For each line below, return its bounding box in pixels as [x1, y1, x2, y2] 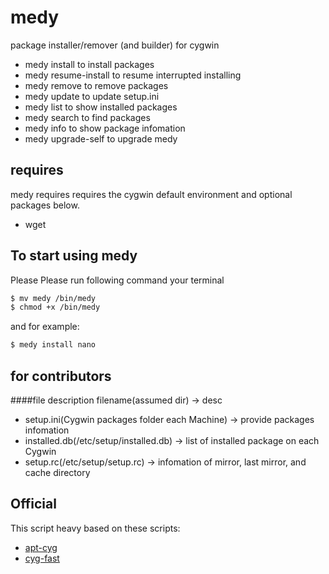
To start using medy [10, 247, 138, 265]
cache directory [24, 467, 91, 478]
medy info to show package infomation [24, 122, 186, 134]
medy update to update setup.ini [24, 90, 160, 102]
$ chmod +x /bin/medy [10, 302, 101, 313]
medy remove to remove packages [24, 79, 169, 91]
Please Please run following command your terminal [10, 274, 225, 286]
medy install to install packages [24, 58, 155, 70]
